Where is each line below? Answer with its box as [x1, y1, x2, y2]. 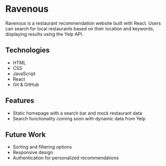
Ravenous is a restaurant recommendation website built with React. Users [5, 20, 161, 26]
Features [5, 96, 34, 105]
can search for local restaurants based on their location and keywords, [5, 25, 155, 31]
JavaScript [12, 70, 36, 77]
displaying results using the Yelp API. [5, 31, 84, 37]
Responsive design [12, 150, 53, 156]
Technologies [5, 46, 50, 54]
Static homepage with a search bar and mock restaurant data [12, 110, 142, 116]
